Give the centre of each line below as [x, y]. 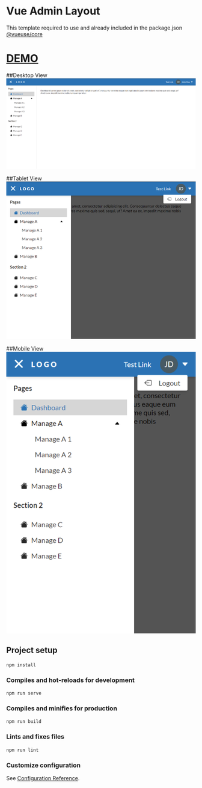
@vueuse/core [25, 34]
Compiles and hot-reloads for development [71, 680]
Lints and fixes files [35, 737]
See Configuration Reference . [43, 778]
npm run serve [24, 693]
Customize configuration [44, 765]
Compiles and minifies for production [62, 708]
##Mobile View [25, 348]
